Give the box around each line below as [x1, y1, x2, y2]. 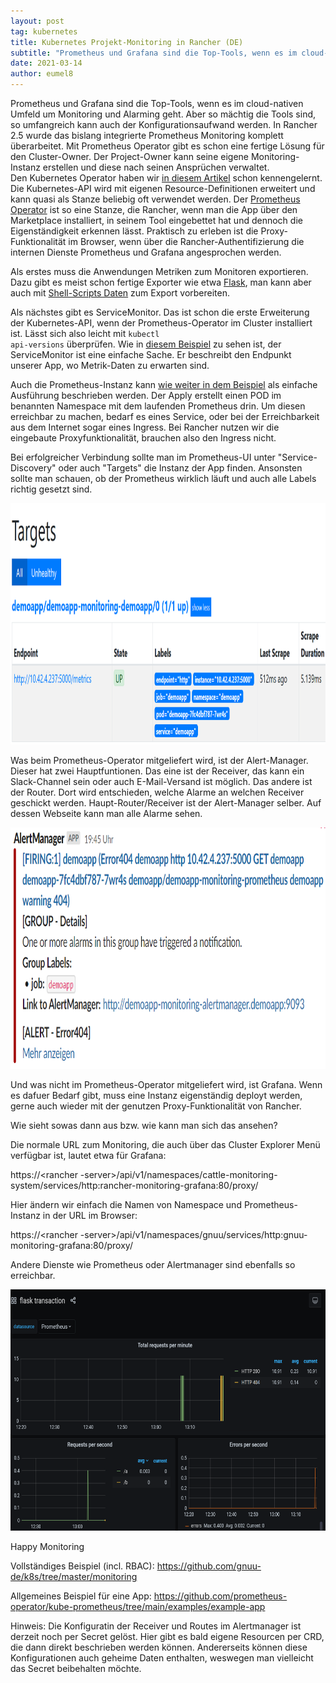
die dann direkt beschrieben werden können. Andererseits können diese [10, 1641, 308, 1653]
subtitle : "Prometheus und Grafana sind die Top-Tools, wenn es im [10, 48, 298, 58]
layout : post [10, 16, 65, 26]
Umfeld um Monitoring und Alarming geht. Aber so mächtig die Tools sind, [10, 108, 317, 120]
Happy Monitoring [10, 1541, 85, 1552]
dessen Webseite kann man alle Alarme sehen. [10, 808, 203, 819]
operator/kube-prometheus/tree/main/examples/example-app [10, 1601, 266, 1612]
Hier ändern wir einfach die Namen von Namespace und [10, 1199, 242, 1210]
